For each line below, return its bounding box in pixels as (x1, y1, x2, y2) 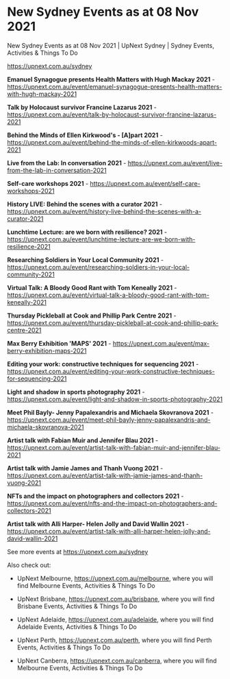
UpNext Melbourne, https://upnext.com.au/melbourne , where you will (16, 574, 214, 582)
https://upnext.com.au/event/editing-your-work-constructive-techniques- (7, 367, 216, 375)
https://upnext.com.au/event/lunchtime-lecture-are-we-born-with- (7, 235, 196, 243)
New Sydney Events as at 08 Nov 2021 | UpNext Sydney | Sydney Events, (7, 41, 214, 49)
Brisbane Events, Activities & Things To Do (16, 601, 138, 610)
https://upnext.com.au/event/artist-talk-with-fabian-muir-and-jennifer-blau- (7, 443, 221, 451)
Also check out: (7, 560, 51, 569)
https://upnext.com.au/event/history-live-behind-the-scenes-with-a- (7, 207, 202, 215)
